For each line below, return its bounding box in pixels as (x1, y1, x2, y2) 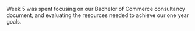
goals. (6, 18, 22, 25)
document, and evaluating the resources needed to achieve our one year (6, 12, 190, 19)
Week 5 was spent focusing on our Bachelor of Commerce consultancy (6, 5, 186, 12)
